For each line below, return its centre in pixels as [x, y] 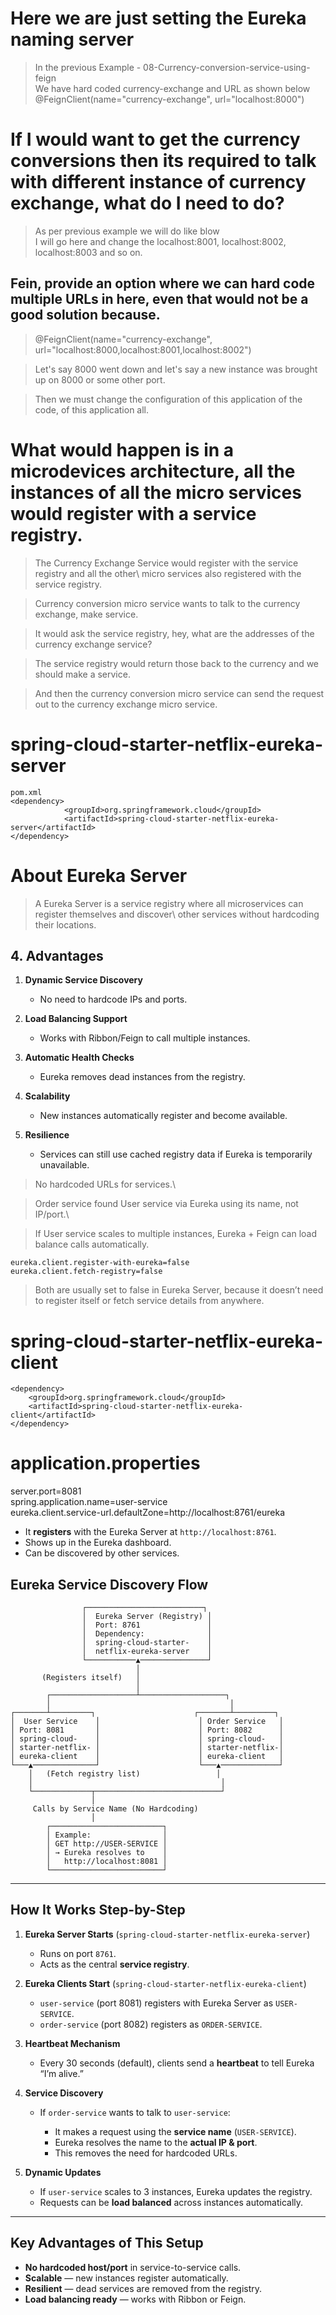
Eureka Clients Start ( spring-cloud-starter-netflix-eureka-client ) [165, 1983]
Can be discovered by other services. [102, 1553]
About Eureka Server [99, 875]
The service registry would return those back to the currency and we [177, 663]
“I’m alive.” [61, 2073]
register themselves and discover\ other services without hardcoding [177, 914]
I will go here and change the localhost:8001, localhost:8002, [160, 241]
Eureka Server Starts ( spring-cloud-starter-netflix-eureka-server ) [167, 1934]
